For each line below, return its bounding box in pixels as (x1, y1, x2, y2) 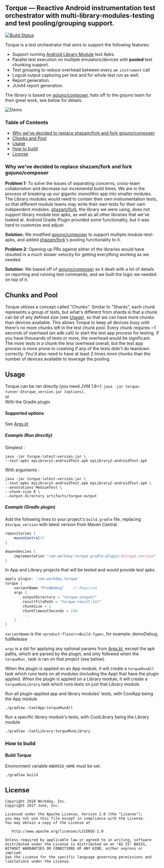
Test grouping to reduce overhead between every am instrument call (12, 67, 150, 73)
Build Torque (5, 752, 32, 758)
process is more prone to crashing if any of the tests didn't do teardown (5, 346, 150, 352)
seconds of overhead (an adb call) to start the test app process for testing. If (5, 330, 159, 336)
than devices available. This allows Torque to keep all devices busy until (5, 320, 150, 326)
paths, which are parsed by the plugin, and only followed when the (5, 651, 139, 657)
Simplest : (5, 445, 25, 451)
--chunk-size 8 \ (5, 489, 41, 494)
